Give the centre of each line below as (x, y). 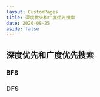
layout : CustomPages (32, 12)
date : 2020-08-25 (28, 23)
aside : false (23, 29)
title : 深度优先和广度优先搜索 (41, 18)
